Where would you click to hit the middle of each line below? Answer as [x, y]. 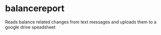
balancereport [35, 9]
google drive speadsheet [30, 27]
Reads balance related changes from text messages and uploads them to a [81, 22]
